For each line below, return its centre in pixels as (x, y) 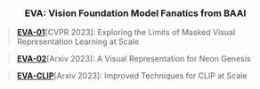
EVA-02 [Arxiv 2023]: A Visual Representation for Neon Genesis (134, 59)
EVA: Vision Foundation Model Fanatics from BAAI (135, 13)
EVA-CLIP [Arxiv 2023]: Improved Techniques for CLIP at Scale (132, 76)
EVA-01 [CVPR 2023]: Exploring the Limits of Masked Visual (126, 33)
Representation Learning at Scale (78, 41)
